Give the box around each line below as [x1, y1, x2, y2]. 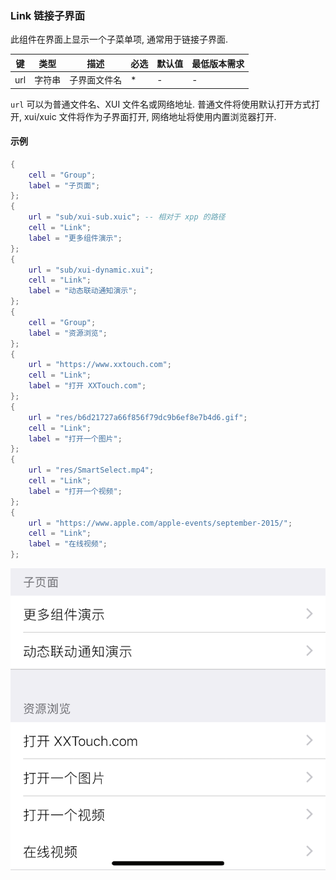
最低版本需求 [191, 57, 245, 69]
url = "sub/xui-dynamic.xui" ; [28, 265, 155, 275]
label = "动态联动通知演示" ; [28, 286, 138, 296]
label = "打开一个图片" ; [28, 433, 123, 444]
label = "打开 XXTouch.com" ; [28, 381, 147, 391]
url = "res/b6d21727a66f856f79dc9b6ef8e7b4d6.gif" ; [28, 412, 248, 422]
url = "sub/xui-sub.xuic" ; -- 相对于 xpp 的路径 [28, 212, 226, 222]
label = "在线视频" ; [28, 539, 108, 549]
